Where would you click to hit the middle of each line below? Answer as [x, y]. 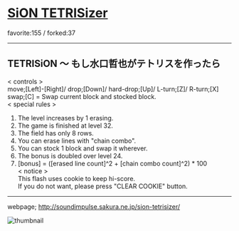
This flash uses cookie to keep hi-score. [76, 178]
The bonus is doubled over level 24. [70, 155]
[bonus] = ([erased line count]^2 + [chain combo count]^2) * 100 [112, 163]
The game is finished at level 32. [65, 125]
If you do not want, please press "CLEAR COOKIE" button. [103, 186]
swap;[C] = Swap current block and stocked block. [82, 96]
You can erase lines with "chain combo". [77, 140]
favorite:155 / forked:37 [42, 33]
